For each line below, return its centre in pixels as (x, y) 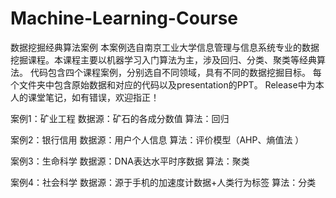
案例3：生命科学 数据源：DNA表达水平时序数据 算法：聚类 (130, 161)
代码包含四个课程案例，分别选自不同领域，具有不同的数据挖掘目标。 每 (175, 72)
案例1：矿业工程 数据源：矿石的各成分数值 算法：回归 (120, 118)
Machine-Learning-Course (124, 18)
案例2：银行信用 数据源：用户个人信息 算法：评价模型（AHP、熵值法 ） (157, 139)
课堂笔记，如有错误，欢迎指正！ (93, 97)
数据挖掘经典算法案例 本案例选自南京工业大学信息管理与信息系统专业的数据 (165, 47)
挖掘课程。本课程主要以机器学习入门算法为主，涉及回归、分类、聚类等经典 (163, 59)
